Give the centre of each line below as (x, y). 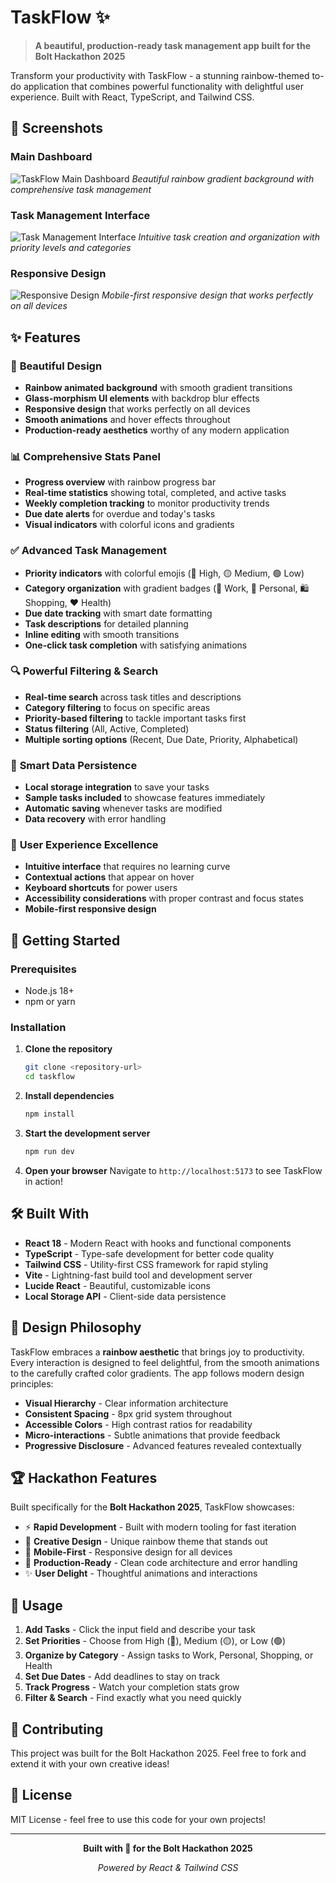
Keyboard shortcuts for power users (101, 888)
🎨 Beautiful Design (56, 366)
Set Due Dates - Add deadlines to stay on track (122, 1677)
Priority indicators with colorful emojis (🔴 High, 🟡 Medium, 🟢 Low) (164, 573)
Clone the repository (68, 1049)
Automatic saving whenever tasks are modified (123, 808)
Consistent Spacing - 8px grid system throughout (128, 1413)
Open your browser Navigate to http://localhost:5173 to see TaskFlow (173, 1170)
